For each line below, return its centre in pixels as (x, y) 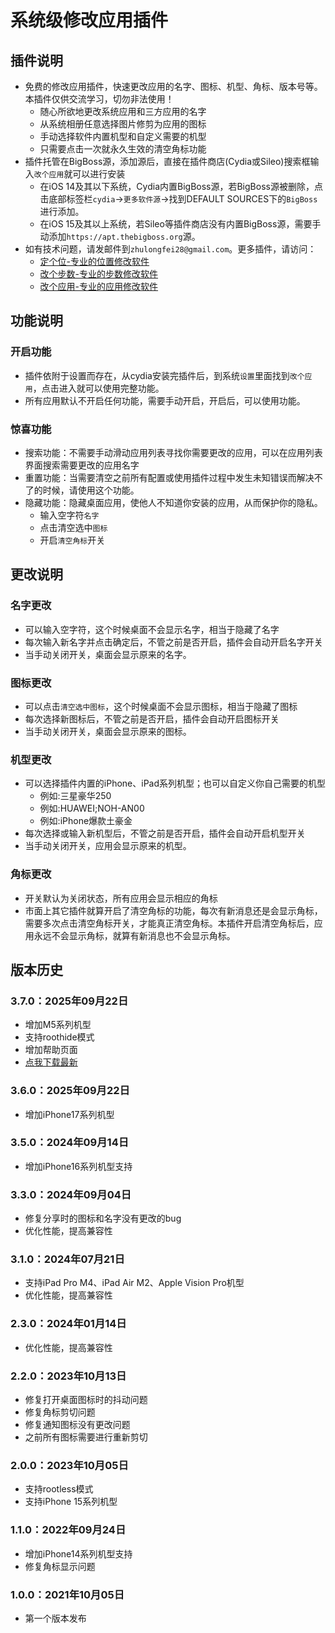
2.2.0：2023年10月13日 (68, 1376)
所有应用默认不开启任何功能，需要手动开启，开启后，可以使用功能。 (165, 400)
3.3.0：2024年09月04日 (71, 1194)
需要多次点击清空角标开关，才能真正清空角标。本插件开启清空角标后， (169, 923)
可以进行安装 (99, 174)
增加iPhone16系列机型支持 (78, 1166)
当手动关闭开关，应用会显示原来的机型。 (108, 846)
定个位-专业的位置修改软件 (94, 261)
